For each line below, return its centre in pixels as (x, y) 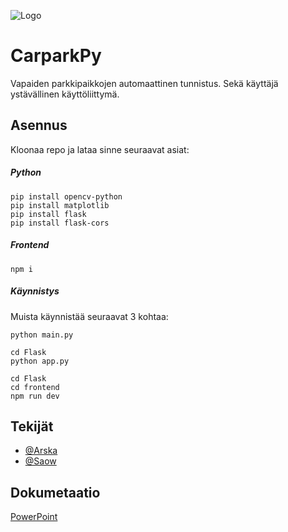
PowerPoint (34, 517)
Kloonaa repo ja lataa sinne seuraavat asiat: (100, 149)
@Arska (41, 451)
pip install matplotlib (60, 205)
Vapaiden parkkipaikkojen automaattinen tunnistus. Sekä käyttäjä (144, 83)
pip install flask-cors (60, 223)
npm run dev (35, 396)
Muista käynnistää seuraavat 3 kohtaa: (89, 316)
